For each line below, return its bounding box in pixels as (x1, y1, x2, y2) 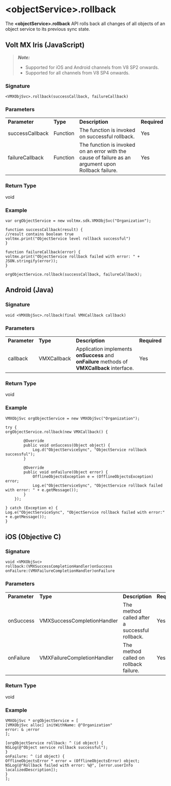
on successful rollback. (79, 133, 135, 140)
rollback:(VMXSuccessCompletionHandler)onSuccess (5, 564, 113, 569)
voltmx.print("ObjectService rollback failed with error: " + (5, 254, 140, 259)
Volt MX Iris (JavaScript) (5, 41, 85, 50)
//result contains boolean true (5, 232, 74, 237)
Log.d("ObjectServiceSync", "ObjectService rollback (32, 447, 147, 452)
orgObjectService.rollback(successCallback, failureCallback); (5, 272, 142, 277)
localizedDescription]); (5, 768, 58, 773)
